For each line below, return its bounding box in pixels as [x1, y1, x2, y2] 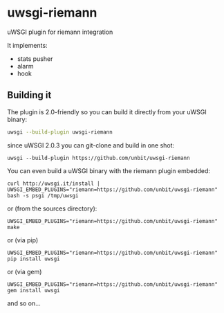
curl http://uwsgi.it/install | [7, 180, 100, 187]
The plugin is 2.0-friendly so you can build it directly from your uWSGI [7, 107, 207, 116]
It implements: [7, 41, 48, 49]
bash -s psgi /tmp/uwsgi [7, 192, 79, 199]
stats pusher [17, 54, 53, 63]
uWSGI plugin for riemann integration [7, 28, 113, 36]
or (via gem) [7, 267, 42, 276]
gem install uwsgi [7, 287, 60, 294]
